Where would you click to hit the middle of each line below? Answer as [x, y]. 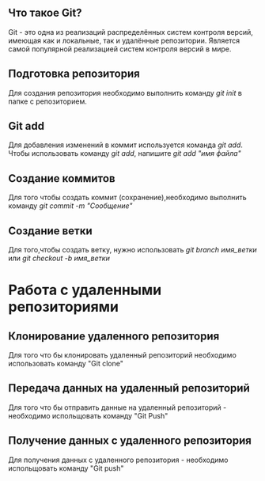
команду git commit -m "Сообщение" [70, 206]
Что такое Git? [45, 13]
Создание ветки [50, 231]
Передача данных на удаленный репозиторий [129, 388]
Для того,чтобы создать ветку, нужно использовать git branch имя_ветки [132, 250]
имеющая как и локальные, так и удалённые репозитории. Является [124, 40]
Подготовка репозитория [74, 74]
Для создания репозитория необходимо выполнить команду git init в [125, 93]
